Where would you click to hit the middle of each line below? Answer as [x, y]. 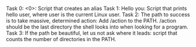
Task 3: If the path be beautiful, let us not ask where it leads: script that [92, 33]
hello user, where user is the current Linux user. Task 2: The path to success [98, 15]
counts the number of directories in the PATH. [61, 39]
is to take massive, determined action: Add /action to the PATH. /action [91, 21]
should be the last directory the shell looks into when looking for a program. [97, 27]
